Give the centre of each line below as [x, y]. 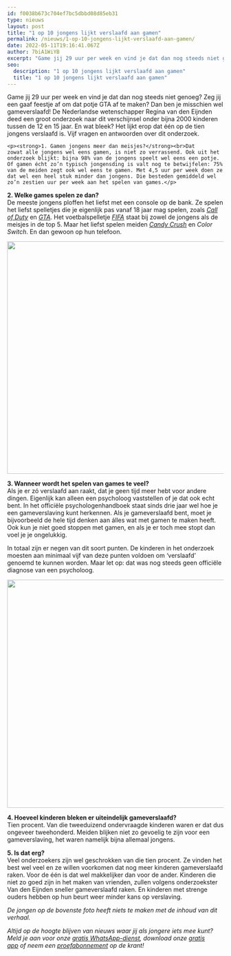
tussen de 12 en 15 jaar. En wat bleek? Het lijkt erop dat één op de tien [106, 126]
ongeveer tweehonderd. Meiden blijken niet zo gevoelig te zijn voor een [109, 832]
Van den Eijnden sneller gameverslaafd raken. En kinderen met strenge [107, 890]
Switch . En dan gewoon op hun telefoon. [65, 232]
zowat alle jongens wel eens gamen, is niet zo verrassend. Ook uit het [113, 152]
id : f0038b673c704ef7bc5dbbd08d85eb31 [63, 13]
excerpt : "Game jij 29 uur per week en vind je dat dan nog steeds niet [113, 59]
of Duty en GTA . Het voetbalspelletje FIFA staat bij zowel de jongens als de [113, 217]
